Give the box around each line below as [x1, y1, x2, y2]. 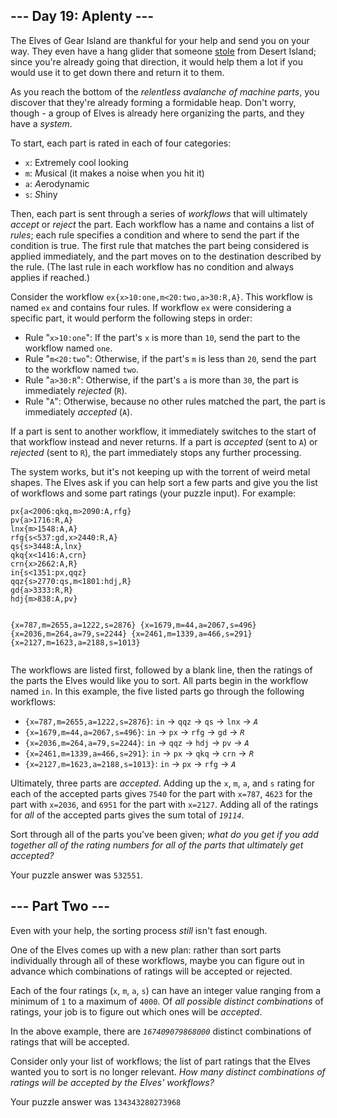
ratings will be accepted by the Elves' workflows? [10, 1076, 215, 1088]
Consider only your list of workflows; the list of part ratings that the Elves [10, 1055, 311, 1067]
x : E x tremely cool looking [24, 156, 129, 168]
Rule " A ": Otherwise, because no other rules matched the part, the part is [24, 395, 326, 407]
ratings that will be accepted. [10, 1035, 130, 1048]
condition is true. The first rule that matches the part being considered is [10, 239, 310, 251]
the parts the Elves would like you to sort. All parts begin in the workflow [10, 674, 309, 686]
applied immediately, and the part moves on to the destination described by [10, 250, 322, 262]
